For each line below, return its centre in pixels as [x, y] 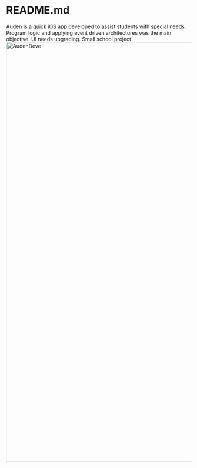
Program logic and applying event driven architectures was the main [89, 32]
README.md [38, 10]
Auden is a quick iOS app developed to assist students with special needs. [96, 26]
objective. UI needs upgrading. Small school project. [69, 39]
